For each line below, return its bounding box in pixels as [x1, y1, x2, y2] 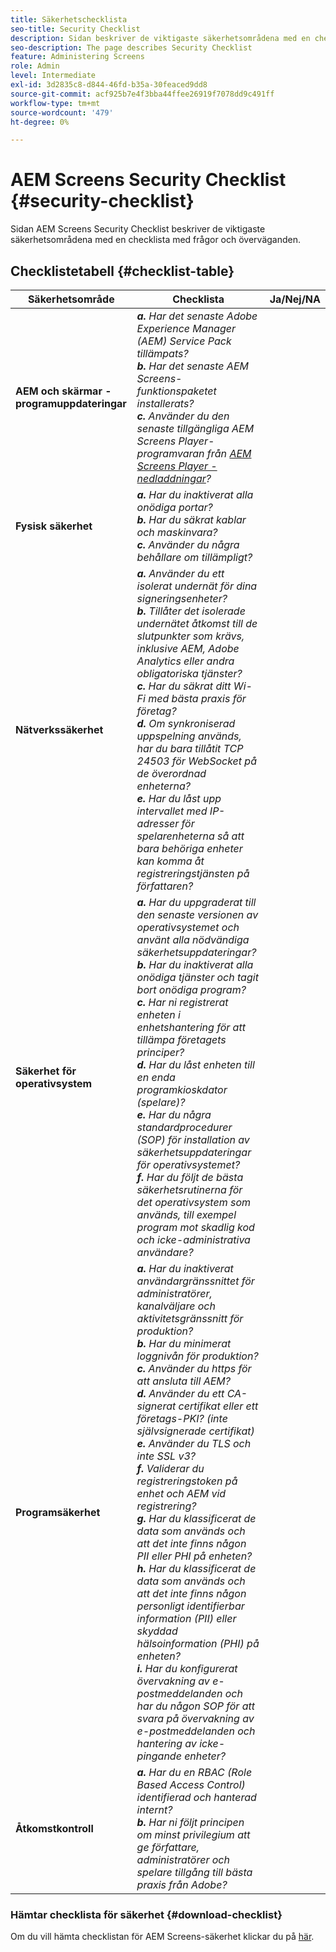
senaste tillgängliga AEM [136, 422, 255, 435]
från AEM [206, 447, 252, 460]
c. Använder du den [136, 409, 230, 423]
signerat [136, 1399, 177, 1413]
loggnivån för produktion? [136, 1349, 259, 1363]
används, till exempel [136, 1208, 237, 1221]
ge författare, [136, 1841, 200, 1854]
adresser [136, 817, 180, 830]
